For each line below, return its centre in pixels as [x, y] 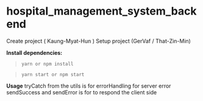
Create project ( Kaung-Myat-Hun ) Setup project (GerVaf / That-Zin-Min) [98, 41]
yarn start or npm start [53, 74]
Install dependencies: [34, 52]
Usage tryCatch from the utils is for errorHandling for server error [89, 86]
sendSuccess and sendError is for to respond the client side [82, 92]
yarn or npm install [47, 64]
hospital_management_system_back [101, 11]
